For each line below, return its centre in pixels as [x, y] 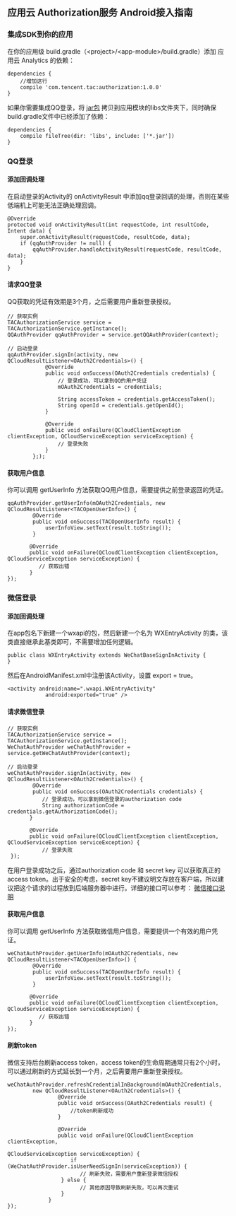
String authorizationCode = [83, 805]
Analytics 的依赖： [48, 60]
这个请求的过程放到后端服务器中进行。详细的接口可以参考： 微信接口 [119, 888]
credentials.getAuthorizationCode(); [63, 812]
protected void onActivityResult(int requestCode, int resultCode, [108, 225]
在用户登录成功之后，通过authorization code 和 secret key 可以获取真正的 [114, 870]
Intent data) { [30, 231]
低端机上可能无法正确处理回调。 [54, 205]
